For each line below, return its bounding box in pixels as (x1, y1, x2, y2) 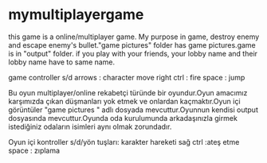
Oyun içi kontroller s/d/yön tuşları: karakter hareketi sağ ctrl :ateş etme (8, 137, 240, 146)
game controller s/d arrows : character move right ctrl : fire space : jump (8, 72, 245, 82)
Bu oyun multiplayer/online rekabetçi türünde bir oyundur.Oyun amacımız (8, 87, 248, 97)
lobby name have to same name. (8, 57, 116, 67)
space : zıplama (8, 146, 61, 155)
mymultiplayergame (8, 6, 144, 24)
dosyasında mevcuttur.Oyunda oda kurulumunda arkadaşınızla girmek (8, 113, 238, 122)
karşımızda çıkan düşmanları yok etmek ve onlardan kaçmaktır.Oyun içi (8, 96, 241, 106)
